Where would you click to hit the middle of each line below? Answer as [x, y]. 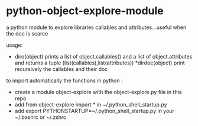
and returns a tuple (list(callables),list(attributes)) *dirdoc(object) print [100, 63]
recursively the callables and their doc [61, 69]
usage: [14, 45]
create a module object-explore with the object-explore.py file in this [98, 92]
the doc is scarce [27, 33]
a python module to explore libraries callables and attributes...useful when [96, 27]
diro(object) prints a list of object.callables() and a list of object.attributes [103, 56]
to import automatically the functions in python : [64, 80]
